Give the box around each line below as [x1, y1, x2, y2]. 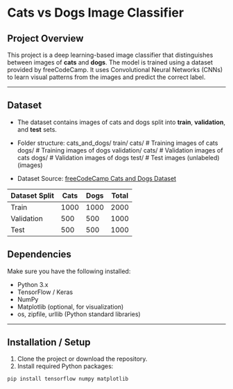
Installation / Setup [7, 336, 91, 348]
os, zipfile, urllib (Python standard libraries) [17, 310, 141, 318]
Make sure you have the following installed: [7, 267, 131, 275]
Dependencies [7, 248, 71, 261]
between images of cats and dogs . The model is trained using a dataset [7, 58, 214, 67]
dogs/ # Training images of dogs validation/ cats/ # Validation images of [17, 146, 223, 154]
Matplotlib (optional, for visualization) [17, 302, 124, 311]
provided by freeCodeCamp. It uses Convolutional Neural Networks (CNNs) [7, 66, 223, 74]
